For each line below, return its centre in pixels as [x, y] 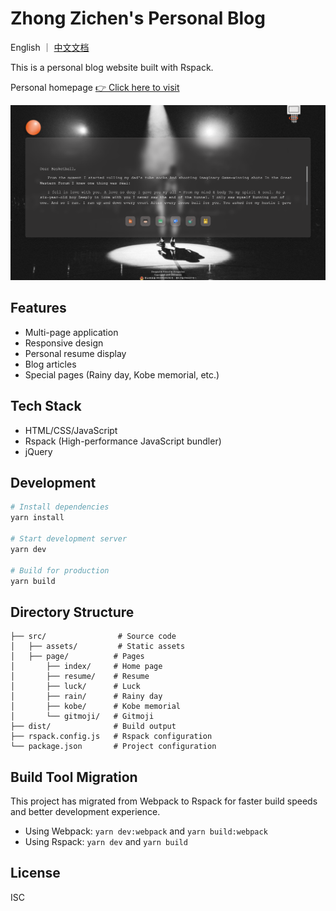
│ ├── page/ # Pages [77, 657]
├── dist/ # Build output [93, 727]
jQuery [38, 451]
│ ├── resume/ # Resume [80, 677]
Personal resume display [75, 353]
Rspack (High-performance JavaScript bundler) [123, 441]
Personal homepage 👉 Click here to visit [95, 87]
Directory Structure [72, 612]
